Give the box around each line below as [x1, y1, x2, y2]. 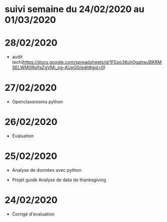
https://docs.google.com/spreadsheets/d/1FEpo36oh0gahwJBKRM [23, 59, 162, 65]
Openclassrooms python [12, 99, 63, 105]
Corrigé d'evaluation [12, 211, 55, 217]
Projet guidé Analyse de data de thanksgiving [12, 177, 107, 183]
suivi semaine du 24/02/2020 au [5, 4, 144, 15]
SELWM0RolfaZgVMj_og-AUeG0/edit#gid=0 [12, 64, 104, 71]
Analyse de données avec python [12, 167, 81, 173]
